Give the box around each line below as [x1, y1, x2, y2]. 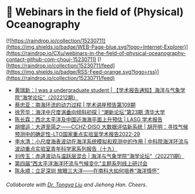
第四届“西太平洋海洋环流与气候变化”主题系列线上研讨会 [14, 159, 148, 166]
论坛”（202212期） [32, 94, 78, 101]
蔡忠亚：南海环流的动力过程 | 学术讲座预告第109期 [14, 101, 136, 108]
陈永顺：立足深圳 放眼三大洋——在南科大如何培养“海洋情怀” [14, 167, 160, 174]
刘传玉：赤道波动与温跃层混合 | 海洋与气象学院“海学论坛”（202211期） [14, 152, 184, 159]
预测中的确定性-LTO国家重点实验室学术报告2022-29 [14, 130, 141, 137]
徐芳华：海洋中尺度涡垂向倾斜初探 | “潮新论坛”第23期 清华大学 [14, 108, 165, 115]
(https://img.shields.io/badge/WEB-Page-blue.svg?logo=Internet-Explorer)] [6, 43, 189, 50]
